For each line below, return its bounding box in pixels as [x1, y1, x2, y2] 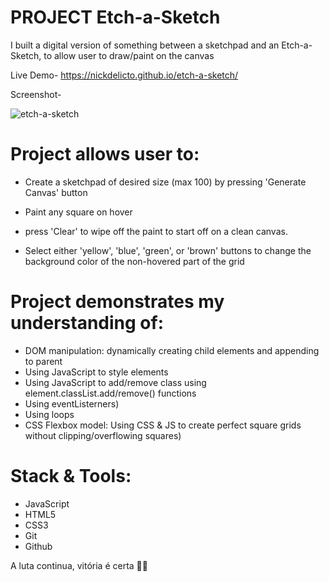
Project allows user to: [10, 143, 200, 166]
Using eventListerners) [24, 397, 120, 410]
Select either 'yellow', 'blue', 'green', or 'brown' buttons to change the [24, 244, 312, 256]
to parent [24, 355, 63, 367]
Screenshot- [10, 88, 62, 100]
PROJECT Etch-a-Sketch [10, 6, 221, 29]
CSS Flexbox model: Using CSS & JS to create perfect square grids [24, 419, 302, 431]
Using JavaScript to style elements [24, 366, 169, 378]
